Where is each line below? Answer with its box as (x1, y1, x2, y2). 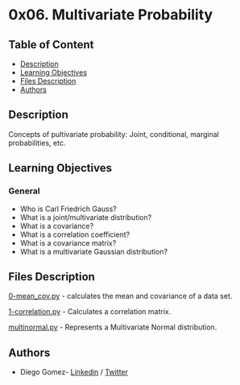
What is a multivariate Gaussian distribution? (19, 246, 168, 256)
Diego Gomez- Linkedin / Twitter (19, 367, 129, 377)
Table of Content (8, 38, 94, 52)
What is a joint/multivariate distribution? (19, 212, 152, 222)
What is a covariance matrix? (19, 238, 117, 247)
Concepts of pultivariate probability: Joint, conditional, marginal (8, 129, 219, 139)
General (8, 185, 40, 197)
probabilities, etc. (8, 138, 66, 147)
